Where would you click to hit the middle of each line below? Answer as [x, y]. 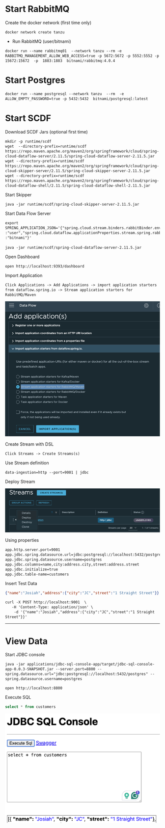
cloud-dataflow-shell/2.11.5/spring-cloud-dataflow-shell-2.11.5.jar [78, 186]
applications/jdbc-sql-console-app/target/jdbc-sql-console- [91, 664]
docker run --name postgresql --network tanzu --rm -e [65, 94]
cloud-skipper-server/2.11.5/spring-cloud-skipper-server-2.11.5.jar [78, 171]
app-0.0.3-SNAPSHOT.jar [29, 669]
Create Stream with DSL [29, 444]
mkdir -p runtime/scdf [28, 141]
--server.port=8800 [76, 669]
